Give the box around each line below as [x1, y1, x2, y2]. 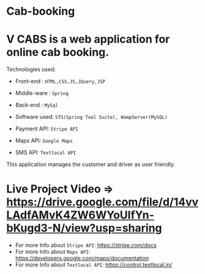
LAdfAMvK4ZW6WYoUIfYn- [6, 208, 155, 222]
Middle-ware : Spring [15, 89, 69, 97]
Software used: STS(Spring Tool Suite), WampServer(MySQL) [15, 113, 168, 121]
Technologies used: [6, 66, 56, 73]
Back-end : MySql [15, 101, 59, 108]
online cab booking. [6, 45, 110, 59]
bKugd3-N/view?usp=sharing [6, 221, 162, 235]
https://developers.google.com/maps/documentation [15, 254, 149, 262]
